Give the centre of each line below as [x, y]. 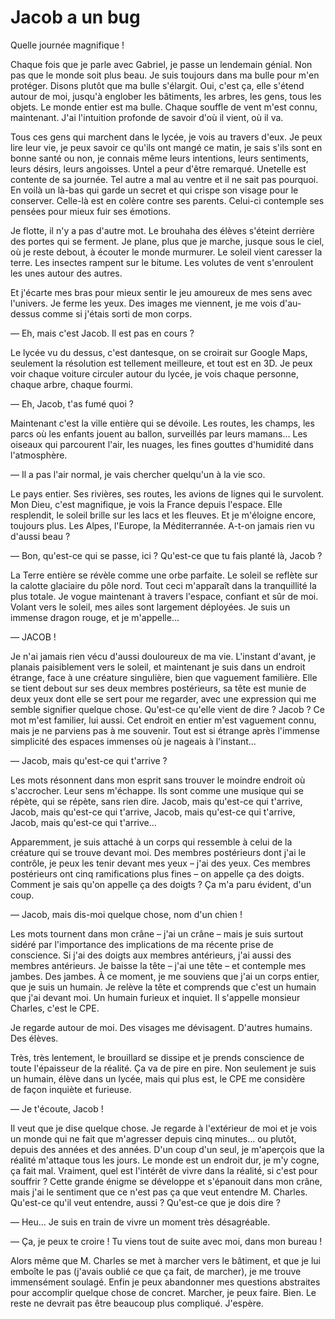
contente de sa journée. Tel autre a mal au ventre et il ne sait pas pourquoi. [164, 179]
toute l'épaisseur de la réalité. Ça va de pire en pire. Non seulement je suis [163, 1068]
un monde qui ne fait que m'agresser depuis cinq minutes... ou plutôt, [153, 1138]
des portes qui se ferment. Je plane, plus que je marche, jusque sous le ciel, [167, 241]
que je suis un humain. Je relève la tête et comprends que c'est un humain [163, 987]
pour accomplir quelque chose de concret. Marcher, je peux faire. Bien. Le [163, 1292]
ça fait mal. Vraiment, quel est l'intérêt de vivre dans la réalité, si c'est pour [164, 1170]
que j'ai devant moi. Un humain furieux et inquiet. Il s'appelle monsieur [155, 997]
